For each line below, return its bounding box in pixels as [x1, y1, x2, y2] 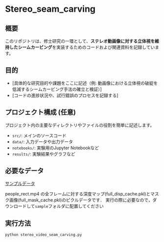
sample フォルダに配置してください [35, 203, 104, 209]
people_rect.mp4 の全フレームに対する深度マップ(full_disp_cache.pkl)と [5, 191, 151, 197]
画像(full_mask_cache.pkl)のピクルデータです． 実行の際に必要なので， [9, 197, 153, 203]
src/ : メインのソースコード [12, 133, 67, 138]
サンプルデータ [5, 181, 35, 187]
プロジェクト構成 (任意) [5, 108, 76, 116]
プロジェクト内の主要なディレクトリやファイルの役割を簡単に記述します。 [5, 122, 155, 128]
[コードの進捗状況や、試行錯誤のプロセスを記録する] [12, 92, 118, 98]
